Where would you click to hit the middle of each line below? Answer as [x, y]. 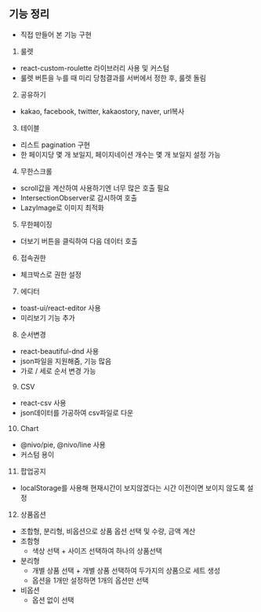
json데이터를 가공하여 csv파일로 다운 [77, 412]
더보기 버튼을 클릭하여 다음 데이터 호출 [79, 241]
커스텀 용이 [37, 454]
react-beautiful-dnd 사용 [60, 351]
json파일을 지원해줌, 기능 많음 [66, 361]
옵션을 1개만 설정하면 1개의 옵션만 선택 [90, 580]
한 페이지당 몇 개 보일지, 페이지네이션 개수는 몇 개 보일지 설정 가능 [120, 154]
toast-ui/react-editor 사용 [60, 308]
